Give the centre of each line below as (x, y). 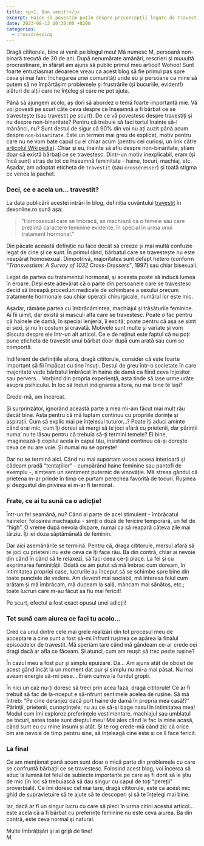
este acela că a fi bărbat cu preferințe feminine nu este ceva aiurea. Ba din (99, 813)
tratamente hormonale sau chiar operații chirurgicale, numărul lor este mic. (100, 297)
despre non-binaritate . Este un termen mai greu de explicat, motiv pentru (99, 135)
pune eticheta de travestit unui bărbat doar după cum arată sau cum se (95, 341)
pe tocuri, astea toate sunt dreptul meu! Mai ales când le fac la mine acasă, (100, 720)
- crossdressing (32, 35)
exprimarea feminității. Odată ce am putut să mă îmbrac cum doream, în (96, 565)
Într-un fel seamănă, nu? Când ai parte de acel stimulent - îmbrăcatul (92, 514)
